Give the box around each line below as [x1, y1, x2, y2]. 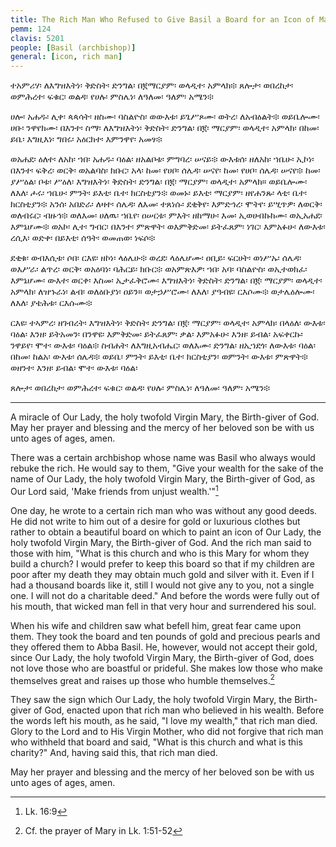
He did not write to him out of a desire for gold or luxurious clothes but [10, 515, 301, 527]
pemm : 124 [10, 24, 52, 34]
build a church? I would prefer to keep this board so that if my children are [10, 557, 315, 570]
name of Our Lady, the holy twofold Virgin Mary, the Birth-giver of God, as [10, 473, 316, 485]
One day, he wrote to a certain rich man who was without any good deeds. [10, 504, 318, 516]
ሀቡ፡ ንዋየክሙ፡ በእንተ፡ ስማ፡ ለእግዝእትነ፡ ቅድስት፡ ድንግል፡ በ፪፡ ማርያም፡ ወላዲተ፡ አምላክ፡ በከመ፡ [10, 122, 320, 134]
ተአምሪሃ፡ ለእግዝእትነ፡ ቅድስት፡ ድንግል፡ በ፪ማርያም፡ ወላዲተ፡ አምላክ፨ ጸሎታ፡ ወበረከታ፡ [10, 79, 294, 91]
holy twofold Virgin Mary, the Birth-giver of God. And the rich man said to [10, 536, 312, 548]
